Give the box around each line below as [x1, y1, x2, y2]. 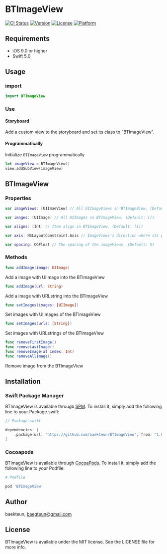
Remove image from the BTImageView [5, 363, 83, 369]
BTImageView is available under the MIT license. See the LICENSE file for [5, 539, 155, 545]
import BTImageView [5, 94, 46, 99]
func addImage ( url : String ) [5, 283, 64, 289]
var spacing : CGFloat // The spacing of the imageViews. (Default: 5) [5, 242, 155, 247]
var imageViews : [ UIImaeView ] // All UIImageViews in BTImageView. [5, 206, 148, 211]
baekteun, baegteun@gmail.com [5, 511, 72, 517]
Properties [5, 195, 31, 202]
